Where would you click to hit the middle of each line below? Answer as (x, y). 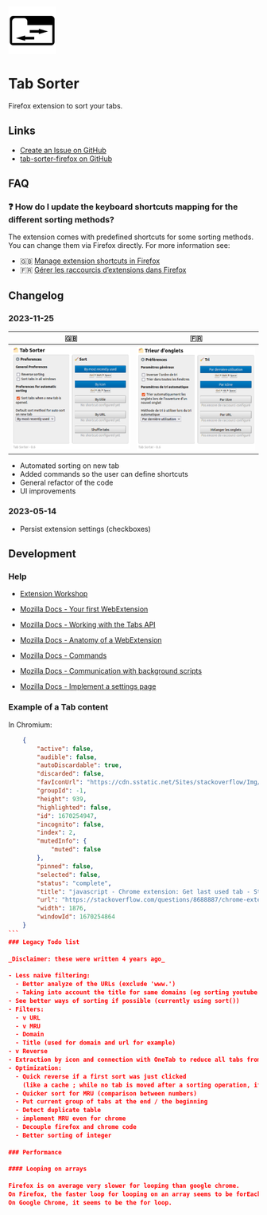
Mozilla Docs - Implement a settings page (88, 686)
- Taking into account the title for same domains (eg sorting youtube (137, 993)
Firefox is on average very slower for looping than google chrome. (124, 1186)
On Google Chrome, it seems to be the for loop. (90, 1202)
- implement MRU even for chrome (71, 1119)
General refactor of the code (66, 482)
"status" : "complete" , (74, 883)
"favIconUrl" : (60, 782)
